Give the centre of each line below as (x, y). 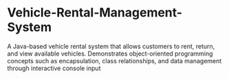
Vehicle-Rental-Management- (95, 13)
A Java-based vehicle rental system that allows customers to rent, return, (111, 46)
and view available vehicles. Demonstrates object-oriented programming (110, 54)
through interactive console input (54, 68)
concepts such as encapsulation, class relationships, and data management (115, 60)
